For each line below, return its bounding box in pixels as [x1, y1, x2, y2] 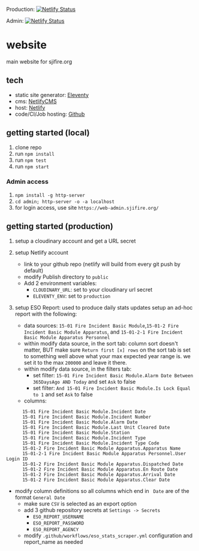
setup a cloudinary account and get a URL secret [14, 237, 136, 244]
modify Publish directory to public [23, 273, 109, 280]
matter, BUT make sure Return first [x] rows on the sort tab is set [23, 346, 191, 353]
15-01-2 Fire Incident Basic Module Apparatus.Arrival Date [22, 471, 176, 477]
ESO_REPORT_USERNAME [32, 514, 85, 520]
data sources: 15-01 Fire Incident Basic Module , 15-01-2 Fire [23, 322, 179, 329]
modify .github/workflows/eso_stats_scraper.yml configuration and [23, 532, 193, 539]
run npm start [14, 162, 49, 170]
